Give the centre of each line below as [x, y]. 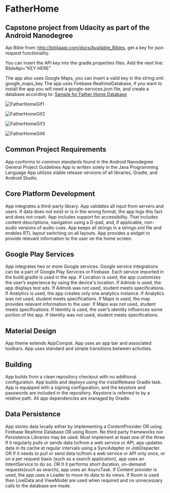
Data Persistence [33, 414]
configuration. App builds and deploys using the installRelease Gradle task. [84, 382]
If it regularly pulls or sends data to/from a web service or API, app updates [84, 442]
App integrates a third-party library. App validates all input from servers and [84, 206]
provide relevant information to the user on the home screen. [69, 238]
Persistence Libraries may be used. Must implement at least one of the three [85, 437]
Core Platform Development [50, 194]
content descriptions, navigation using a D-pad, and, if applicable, [74, 222]
